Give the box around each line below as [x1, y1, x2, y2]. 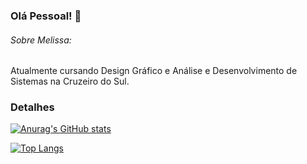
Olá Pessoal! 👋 [10, 9, 82, 23]
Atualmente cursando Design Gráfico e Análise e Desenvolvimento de [10, 65, 298, 77]
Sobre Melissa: [10, 34, 72, 46]
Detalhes [10, 100, 55, 114]
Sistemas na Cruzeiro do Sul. [10, 75, 130, 88]
